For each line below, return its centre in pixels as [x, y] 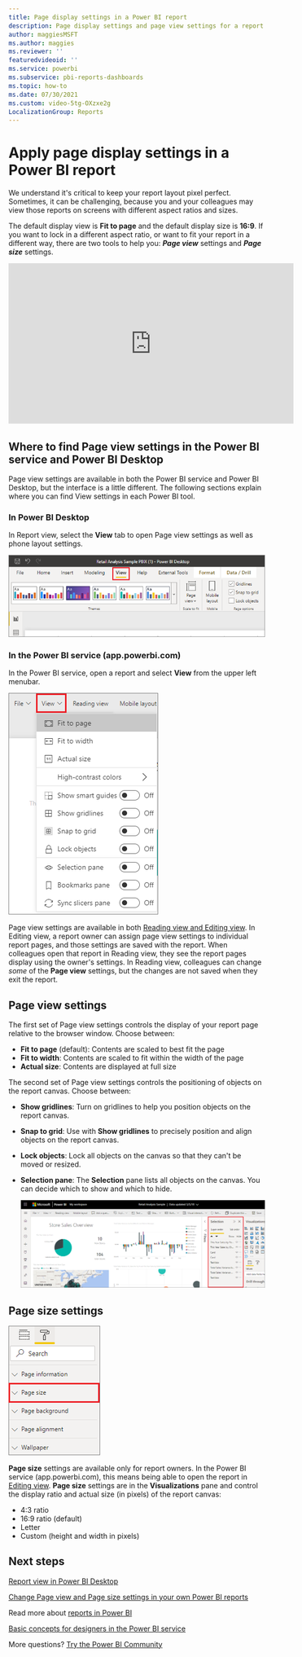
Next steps [37, 1561]
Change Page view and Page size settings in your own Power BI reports [129, 1597]
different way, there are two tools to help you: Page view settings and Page [135, 244]
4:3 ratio [34, 1510]
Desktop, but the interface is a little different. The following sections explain [135, 488]
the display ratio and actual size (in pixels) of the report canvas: [115, 1494]
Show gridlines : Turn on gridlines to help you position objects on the [135, 1107]
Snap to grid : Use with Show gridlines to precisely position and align [136, 1132]
